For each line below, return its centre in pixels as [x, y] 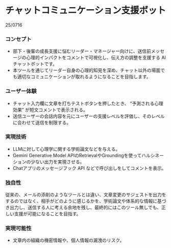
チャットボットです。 [35, 64]
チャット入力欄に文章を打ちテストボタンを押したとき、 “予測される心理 [88, 103]
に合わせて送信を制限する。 [42, 122]
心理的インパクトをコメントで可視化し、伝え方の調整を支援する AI [96, 58]
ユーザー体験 [21, 91]
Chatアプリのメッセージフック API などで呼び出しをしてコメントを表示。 [89, 168]
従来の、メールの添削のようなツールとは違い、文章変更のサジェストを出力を [86, 195]
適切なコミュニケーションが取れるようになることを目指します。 [84, 77]
